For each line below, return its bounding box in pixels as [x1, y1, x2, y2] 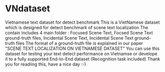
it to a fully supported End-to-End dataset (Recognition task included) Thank [5, 56, 161, 62]
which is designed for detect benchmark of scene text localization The [5, 24, 149, 30]
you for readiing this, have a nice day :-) [5, 61, 86, 67]
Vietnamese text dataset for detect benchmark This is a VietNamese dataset [5, 19, 160, 25]
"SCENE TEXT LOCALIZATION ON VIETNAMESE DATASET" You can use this [5, 45, 160, 51]
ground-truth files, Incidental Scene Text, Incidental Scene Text [5, 35, 134, 41]
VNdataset [5, 3, 50, 14]
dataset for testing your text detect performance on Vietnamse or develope [5, 50, 158, 57]
